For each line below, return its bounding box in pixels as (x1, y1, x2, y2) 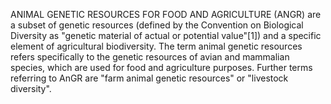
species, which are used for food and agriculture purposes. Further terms (10, 62, 313, 73)
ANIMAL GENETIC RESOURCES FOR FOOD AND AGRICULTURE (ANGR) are (10, 9, 322, 20)
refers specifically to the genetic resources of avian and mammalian (10, 51, 290, 63)
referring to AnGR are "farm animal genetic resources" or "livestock (10, 72, 289, 84)
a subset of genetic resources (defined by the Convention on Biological (10, 19, 304, 31)
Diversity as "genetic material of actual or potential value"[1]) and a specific (10, 30, 322, 41)
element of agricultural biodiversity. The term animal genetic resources (10, 40, 303, 52)
